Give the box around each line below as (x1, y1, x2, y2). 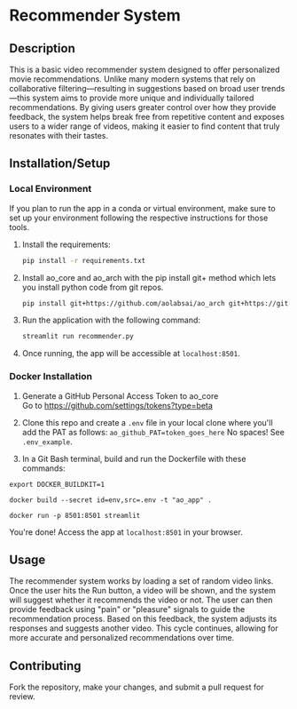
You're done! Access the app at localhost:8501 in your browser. (9, 526, 244, 538)
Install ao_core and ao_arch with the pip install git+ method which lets (21, 272, 277, 283)
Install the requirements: (21, 239, 111, 250)
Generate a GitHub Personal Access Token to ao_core (21, 390, 219, 401)
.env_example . (21, 436, 73, 447)
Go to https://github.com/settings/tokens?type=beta (21, 400, 213, 410)
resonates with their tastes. (9, 131, 109, 140)
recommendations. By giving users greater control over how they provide (9, 102, 277, 112)
